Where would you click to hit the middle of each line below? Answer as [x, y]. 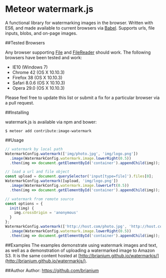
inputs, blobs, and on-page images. [41, 33]
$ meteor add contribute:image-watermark [48, 131]
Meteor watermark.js [49, 9]
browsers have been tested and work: [44, 57]
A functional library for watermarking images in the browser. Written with [79, 23]
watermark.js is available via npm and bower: [51, 122]
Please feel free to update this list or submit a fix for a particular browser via [82, 98]
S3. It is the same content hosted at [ [42, 255]
